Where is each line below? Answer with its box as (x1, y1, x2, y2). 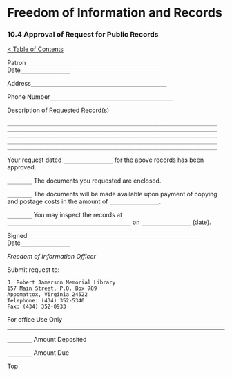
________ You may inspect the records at (7, 211, 123, 219)
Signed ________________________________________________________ (7, 232, 200, 240)
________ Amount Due (7, 349, 70, 357)
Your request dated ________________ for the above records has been (7, 156, 204, 164)
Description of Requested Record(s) (7, 106, 110, 115)
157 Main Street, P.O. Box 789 (7, 285, 97, 292)
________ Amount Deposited (7, 335, 87, 344)
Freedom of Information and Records (7, 5, 222, 21)
